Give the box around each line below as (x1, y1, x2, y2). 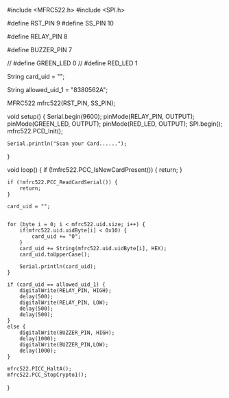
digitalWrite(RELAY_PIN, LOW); (19, 299, 109, 306)
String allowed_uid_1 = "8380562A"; (7, 86, 108, 93)
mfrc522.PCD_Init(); (7, 127, 63, 135)
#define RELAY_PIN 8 (7, 32, 68, 41)
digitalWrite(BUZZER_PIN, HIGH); (19, 329, 115, 336)
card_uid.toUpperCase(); (19, 251, 91, 258)
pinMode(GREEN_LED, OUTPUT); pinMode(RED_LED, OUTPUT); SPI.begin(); (7, 120, 223, 128)
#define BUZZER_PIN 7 (7, 46, 73, 54)
